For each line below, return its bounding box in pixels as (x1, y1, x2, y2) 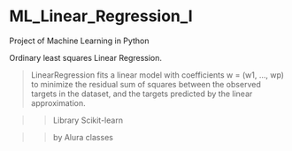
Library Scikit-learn (52, 115, 124, 125)
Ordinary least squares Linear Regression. (9, 52, 162, 63)
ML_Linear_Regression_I (9, 6, 193, 26)
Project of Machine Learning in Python (9, 35, 150, 46)
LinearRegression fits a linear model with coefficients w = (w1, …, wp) (30, 69, 285, 80)
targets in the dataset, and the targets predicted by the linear (30, 88, 253, 99)
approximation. (30, 97, 86, 108)
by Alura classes (52, 132, 113, 142)
